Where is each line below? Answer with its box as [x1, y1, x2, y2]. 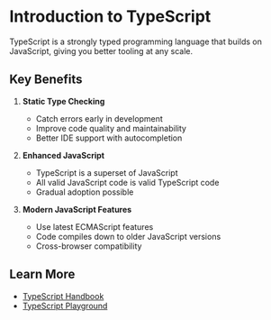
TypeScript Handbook [22, 290, 104, 301]
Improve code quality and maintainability [35, 123, 187, 133]
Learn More [9, 267, 76, 282]
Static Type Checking [22, 96, 105, 106]
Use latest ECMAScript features [35, 221, 154, 232]
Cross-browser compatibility [35, 241, 142, 251]
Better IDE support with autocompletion [35, 133, 183, 143]
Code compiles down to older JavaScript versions [35, 231, 221, 242]
